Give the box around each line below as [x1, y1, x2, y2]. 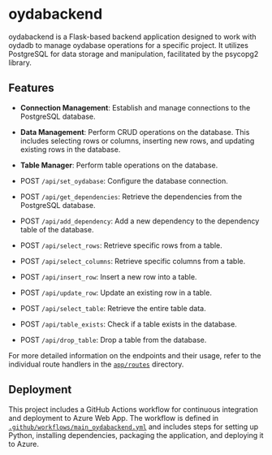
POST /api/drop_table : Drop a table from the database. [19, 335, 207, 344]
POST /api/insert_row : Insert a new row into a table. [19, 271, 197, 281]
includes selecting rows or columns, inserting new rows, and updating [19, 136, 255, 145]
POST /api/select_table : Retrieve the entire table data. [19, 303, 206, 313]
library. [8, 58, 32, 67]
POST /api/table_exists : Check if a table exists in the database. [19, 318, 237, 329]
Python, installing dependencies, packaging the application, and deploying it [8, 430, 264, 440]
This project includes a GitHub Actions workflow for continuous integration [8, 404, 258, 414]
